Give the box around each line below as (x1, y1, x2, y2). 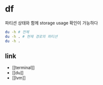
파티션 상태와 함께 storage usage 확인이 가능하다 (5, 20, 98, 26)
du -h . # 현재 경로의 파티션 (5, 34, 58, 39)
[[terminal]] (12, 65, 35, 71)
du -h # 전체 (5, 29, 29, 34)
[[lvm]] (12, 75, 26, 81)
